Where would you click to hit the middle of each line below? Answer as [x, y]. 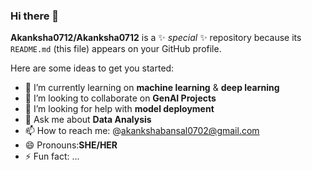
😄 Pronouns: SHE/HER [71, 145]
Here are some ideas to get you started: [92, 68]
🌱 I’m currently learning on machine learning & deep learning [152, 88]
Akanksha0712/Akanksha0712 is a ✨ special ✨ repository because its [156, 38]
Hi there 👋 [35, 16]
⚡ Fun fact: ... [52, 156]
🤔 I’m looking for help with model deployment [119, 109]
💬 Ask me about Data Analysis [88, 120]
